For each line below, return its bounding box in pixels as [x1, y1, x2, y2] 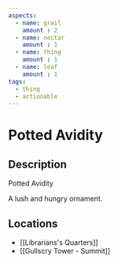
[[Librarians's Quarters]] [19, 238, 98, 247]
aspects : [8, 11, 37, 20]
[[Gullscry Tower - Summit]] [19, 246, 111, 256]
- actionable [15, 92, 58, 100]
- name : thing [15, 48, 61, 56]
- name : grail [15, 19, 61, 27]
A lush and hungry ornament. [8, 194, 103, 204]
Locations [8, 216, 58, 230]
